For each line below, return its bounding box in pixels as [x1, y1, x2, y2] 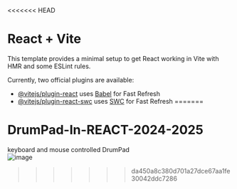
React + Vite [7, 31, 82, 47]
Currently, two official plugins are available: [7, 75, 135, 84]
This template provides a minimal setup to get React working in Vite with [7, 54, 219, 63]
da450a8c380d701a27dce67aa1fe [131, 166, 231, 175]
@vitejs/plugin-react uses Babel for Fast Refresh [17, 89, 161, 98]
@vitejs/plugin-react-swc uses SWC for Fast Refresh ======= [17, 97, 204, 105]
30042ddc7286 [131, 174, 178, 183]
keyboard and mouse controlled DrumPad [7, 145, 130, 153]
